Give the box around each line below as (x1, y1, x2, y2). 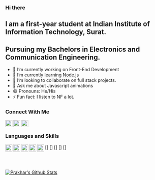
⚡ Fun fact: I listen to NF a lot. (12, 94, 75, 100)
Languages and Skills (5, 133, 59, 140)
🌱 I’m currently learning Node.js (12, 72, 79, 78)
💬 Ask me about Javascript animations (12, 83, 93, 89)
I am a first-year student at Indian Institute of (5, 20, 150, 28)
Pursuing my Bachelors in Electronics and (5, 45, 140, 53)
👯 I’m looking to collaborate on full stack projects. (12, 77, 116, 83)
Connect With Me (5, 108, 50, 115)
